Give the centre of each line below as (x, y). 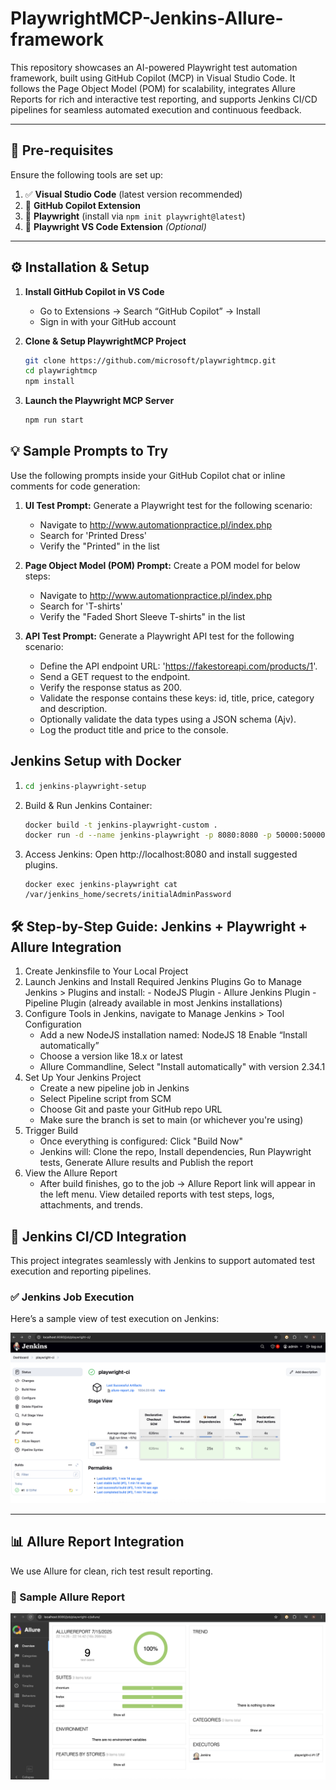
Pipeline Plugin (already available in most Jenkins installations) (153, 1003)
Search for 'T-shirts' (81, 606)
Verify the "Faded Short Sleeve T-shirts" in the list (142, 616)
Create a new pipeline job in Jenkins (114, 1088)
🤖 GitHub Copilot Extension (82, 205)
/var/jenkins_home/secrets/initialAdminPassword (128, 895)
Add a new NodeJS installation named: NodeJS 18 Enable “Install (173, 1035)
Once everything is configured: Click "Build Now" (141, 1141)
